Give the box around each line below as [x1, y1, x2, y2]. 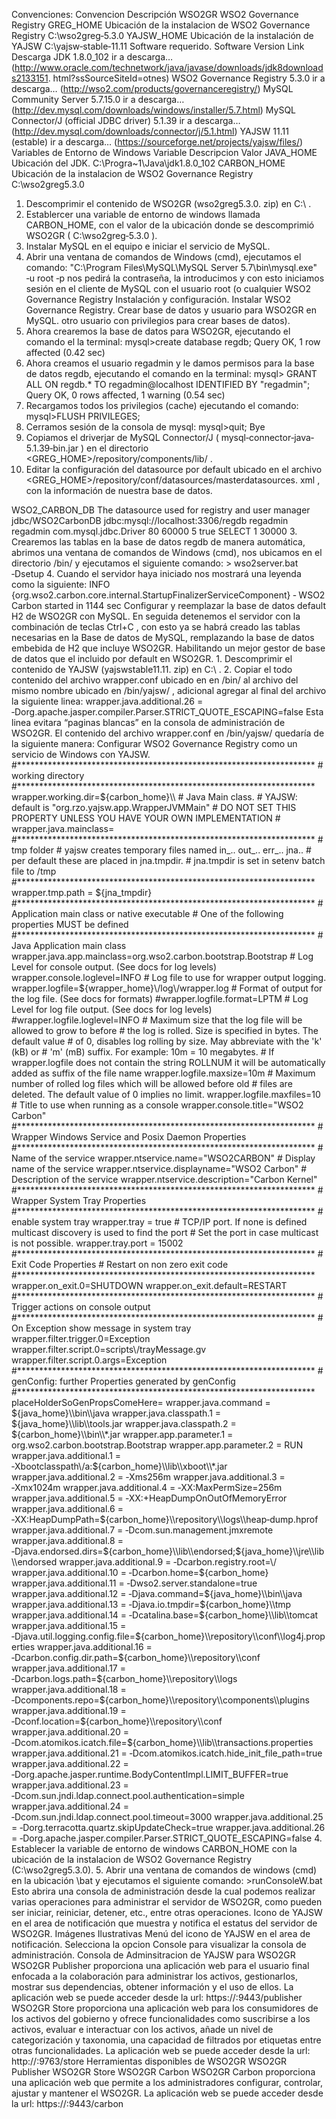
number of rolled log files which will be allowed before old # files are [11, 1078, 293, 1089]
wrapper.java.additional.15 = [11, 1620, 127, 1631]
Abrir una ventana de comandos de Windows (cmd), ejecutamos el [25, 251, 302, 263]
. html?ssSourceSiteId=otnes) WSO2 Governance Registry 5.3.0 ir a [47, 72, 326, 84]
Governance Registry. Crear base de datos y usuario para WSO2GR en [25, 304, 317, 316]
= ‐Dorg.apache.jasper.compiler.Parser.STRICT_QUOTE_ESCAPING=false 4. [11, 1832, 323, 1844]
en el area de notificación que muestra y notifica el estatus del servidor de [11, 1917, 318, 1929]
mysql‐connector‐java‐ [220, 432, 314, 443]
